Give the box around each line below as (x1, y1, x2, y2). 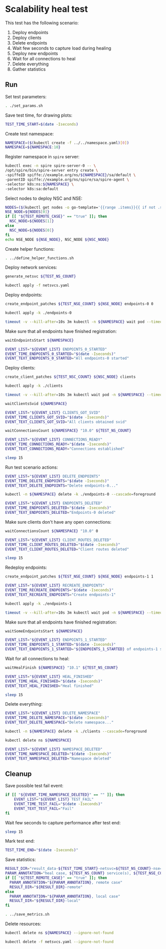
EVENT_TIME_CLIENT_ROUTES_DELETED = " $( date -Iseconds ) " (5, 542, 121, 547)
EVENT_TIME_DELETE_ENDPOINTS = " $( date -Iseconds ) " (5, 478, 110, 483)
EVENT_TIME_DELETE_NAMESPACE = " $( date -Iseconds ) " (5, 716, 110, 721)
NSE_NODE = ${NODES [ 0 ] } (5, 209, 50, 215)
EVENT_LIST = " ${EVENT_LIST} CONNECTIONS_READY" (5, 437, 103, 442)
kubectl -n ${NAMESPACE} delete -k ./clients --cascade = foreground (5, 729, 147, 734)
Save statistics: (5, 857, 36, 862)
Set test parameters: (5, 93, 47, 99)
